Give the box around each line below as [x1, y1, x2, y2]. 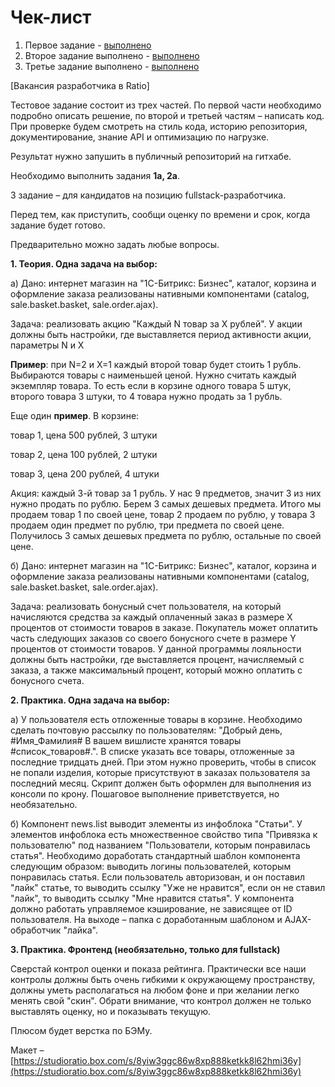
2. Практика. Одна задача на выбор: [10, 694, 170, 706]
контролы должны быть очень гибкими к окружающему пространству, [10, 973, 316, 985]
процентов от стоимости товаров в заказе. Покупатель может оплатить [10, 621, 318, 633]
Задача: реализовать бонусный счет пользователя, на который [10, 600, 282, 612]
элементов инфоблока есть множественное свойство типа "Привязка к [10, 828, 318, 840]
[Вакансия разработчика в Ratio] [10, 79, 150, 91]
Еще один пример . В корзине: [10, 409, 140, 421]
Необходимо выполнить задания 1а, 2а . [10, 169, 181, 181]
